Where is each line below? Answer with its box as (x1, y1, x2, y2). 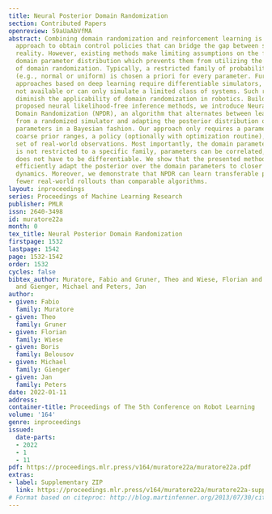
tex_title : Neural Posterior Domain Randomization (8, 230, 183, 239)
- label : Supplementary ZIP (8, 478, 104, 486)
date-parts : (15, 433, 57, 441)
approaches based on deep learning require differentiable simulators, (15, 79, 263, 87)
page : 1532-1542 (8, 253, 63, 261)
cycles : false (8, 268, 57, 276)
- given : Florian (8, 328, 67, 336)
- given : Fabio (8, 298, 60, 306)
